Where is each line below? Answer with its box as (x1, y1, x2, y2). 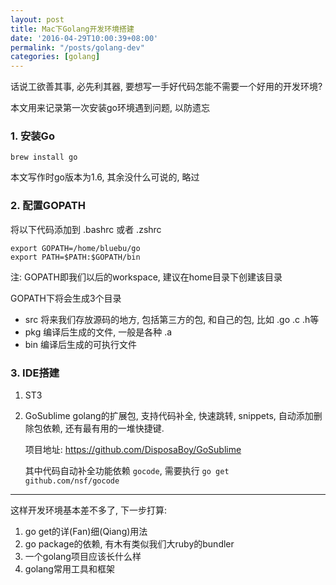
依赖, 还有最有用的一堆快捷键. (42, 422, 165, 435)
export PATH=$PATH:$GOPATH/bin (10, 252, 141, 262)
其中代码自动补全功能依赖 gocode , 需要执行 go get (24, 465, 230, 477)
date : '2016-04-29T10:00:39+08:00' (10, 33, 159, 43)
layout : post (10, 14, 65, 25)
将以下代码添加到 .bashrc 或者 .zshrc (10, 223, 162, 235)
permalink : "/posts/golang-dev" (10, 42, 145, 53)
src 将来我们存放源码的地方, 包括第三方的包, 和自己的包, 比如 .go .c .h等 (24, 313, 320, 325)
